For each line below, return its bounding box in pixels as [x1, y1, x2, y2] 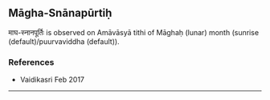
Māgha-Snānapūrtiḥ [8, 6, 112, 20]
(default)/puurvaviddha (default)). [8, 36, 120, 46]
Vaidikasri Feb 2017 [19, 75, 84, 85]
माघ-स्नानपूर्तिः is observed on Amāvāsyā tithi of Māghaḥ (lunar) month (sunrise [8, 27, 260, 37]
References [8, 56, 55, 67]
